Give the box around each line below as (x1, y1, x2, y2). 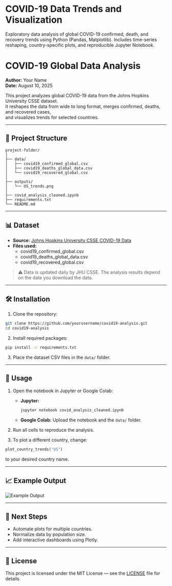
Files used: (12, 243, 37, 249)
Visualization (5, 14, 62, 26)
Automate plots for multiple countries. (12, 526, 93, 532)
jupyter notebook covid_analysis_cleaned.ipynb (20, 407, 124, 413)
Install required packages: (12, 335, 68, 341)
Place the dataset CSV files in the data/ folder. (12, 354, 111, 360)
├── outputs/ (5, 179, 33, 184)
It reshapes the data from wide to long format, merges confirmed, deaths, (5, 103, 161, 109)
